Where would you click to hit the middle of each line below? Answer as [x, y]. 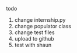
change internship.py [40, 20]
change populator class [43, 26]
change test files [34, 32]
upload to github [34, 39]
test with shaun [33, 45]
